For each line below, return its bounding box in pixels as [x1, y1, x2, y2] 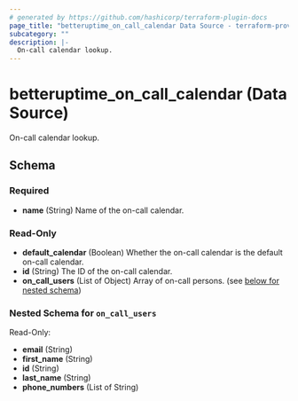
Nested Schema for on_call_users [9, 307, 157, 319]
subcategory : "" [9, 29, 69, 38]
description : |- [9, 37, 69, 47]
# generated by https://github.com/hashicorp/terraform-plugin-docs [9, 12, 268, 22]
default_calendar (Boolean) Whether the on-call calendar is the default [21, 248, 284, 258]
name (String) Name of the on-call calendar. [21, 205, 184, 216]
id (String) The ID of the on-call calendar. [21, 266, 173, 277]
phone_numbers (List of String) [21, 382, 139, 393]
